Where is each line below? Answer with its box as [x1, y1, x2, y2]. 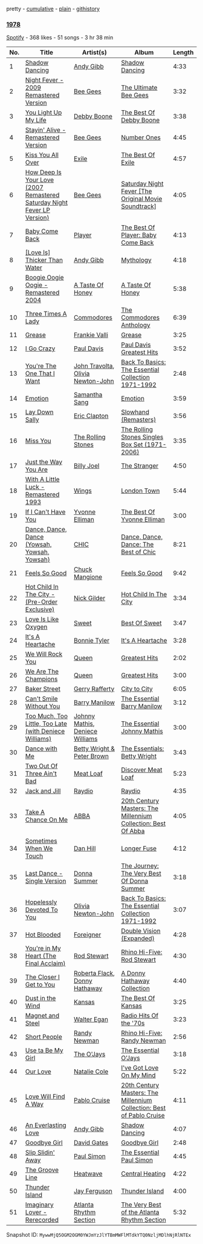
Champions [25, 675, 58, 683]
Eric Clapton [73, 411, 109, 420]
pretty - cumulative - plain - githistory [6, 5, 100, 12]
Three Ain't [25, 770, 57, 778]
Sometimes [25, 837, 57, 845]
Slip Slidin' [25, 1148, 56, 1157]
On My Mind [120, 1071, 156, 1079]
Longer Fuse [120, 844, 157, 853]
